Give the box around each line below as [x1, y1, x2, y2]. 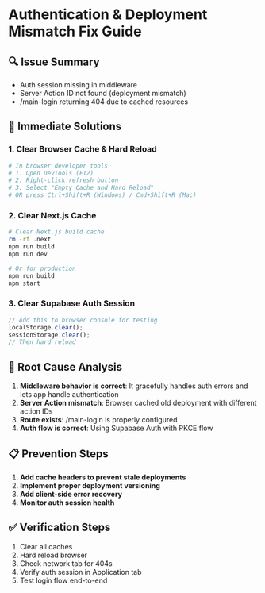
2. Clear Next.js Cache [8, 210, 97, 221]
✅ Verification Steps [8, 521, 111, 534]
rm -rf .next [8, 236, 52, 244]
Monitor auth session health [19, 498, 115, 507]
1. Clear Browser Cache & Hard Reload [8, 144, 157, 155]
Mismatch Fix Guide [8, 22, 142, 40]
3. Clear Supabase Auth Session [8, 298, 136, 309]
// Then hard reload [8, 338, 77, 346]
